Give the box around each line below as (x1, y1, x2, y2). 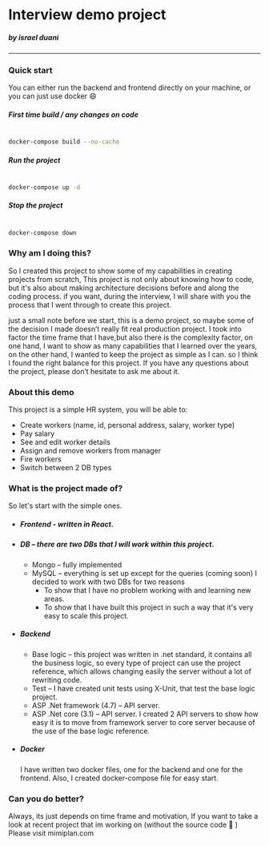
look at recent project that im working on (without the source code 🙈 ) (8, 820, 239, 829)
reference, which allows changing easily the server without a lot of (31, 667, 252, 676)
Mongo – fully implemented (31, 559, 122, 570)
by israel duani (8, 32, 59, 42)
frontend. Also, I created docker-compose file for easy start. (19, 773, 219, 783)
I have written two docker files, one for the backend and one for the (19, 764, 243, 774)
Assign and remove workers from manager (19, 446, 162, 456)
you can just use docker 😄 (8, 91, 98, 101)
